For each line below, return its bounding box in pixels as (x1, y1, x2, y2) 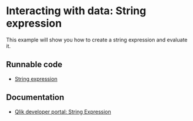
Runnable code (6, 60, 63, 70)
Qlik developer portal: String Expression (14, 108, 111, 115)
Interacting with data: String (6, 4, 147, 18)
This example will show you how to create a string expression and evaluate (6, 36, 188, 43)
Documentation (6, 93, 65, 103)
